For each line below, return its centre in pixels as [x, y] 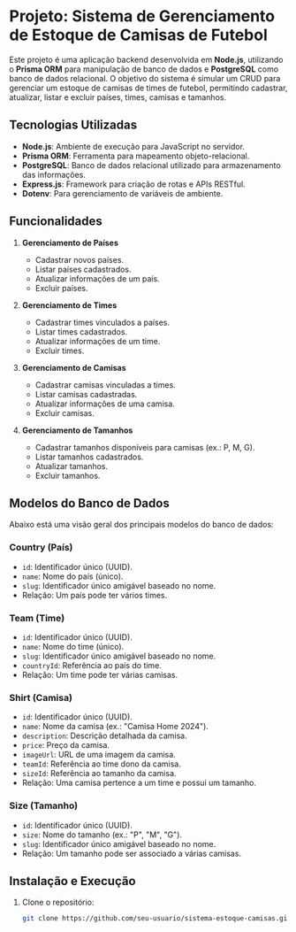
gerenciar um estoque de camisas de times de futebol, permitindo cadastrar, [148, 88]
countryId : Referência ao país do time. [91, 665]
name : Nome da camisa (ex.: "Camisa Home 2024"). [115, 727]
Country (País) [41, 548]
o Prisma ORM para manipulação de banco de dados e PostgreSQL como [144, 69]
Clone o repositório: [58, 902]
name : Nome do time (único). [73, 646]
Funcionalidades [56, 222]
